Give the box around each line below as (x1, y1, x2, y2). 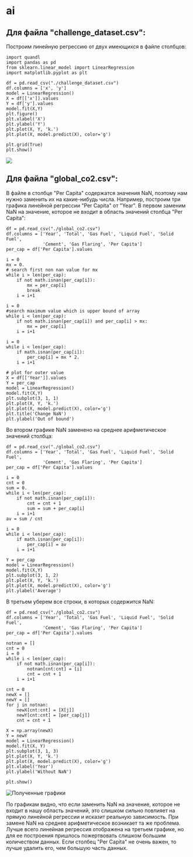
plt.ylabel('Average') (6, 587, 61, 594)
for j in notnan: (6, 702, 49, 708)
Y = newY (6, 732, 27, 738)
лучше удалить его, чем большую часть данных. (6, 844, 128, 851)
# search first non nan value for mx (6, 267, 98, 273)
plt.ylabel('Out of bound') (6, 416, 75, 422)
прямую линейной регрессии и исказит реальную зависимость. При (6, 813, 178, 820)
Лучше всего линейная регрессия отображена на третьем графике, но (6, 825, 184, 832)
